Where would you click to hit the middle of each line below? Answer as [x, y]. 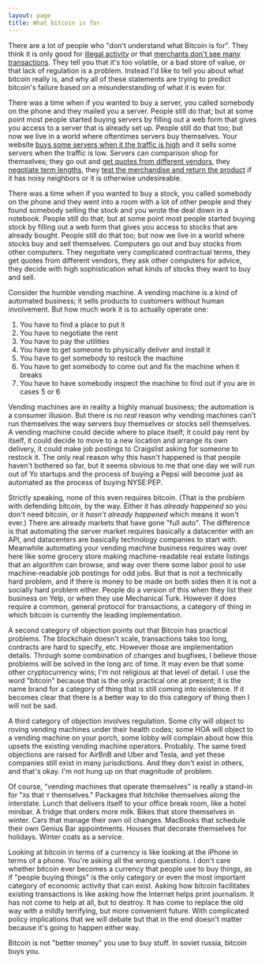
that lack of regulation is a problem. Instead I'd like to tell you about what [126, 70]
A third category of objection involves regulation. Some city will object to [126, 721]
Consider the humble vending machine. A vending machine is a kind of [123, 292]
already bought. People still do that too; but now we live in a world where [127, 235]
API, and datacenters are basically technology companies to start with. [123, 539]
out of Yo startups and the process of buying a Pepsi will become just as [126, 473]
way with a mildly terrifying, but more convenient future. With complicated [129, 910]
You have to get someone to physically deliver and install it [115, 349]
